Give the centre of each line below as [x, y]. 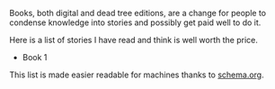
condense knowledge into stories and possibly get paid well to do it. [135, 22]
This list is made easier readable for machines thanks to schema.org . [137, 75]
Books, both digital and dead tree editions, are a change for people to [138, 13]
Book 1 [35, 57]
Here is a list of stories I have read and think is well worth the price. [133, 40]
